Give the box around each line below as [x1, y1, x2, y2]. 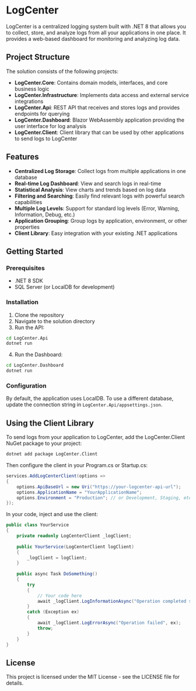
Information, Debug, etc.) [14, 211, 75, 218]
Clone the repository [14, 311, 64, 319]
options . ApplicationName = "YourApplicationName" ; [16, 489, 142, 495]
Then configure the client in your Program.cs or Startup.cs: [6, 462, 148, 469]
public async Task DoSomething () [16, 571, 98, 577]
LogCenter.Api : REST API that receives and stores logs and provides [14, 103, 180, 111]
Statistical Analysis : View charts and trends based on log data [14, 186, 166, 193]
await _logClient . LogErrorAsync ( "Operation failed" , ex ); [37, 620, 181, 626]
